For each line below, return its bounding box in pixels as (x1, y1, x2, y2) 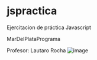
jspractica (7, 4, 57, 18)
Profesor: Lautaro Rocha (7, 46, 66, 54)
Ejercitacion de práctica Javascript (7, 24, 91, 31)
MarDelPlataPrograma (7, 35, 61, 42)
